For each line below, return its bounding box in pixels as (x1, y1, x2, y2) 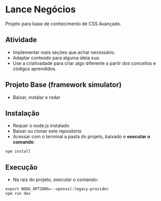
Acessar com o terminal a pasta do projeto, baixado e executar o (12, 134, 150, 140)
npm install (5, 149, 31, 154)
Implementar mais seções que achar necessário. (12, 49, 116, 55)
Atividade (5, 35, 37, 44)
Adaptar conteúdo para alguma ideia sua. (12, 54, 100, 61)
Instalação (5, 109, 40, 118)
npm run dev (5, 191, 31, 196)
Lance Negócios (5, 4, 76, 15)
